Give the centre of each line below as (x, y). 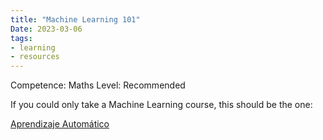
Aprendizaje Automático (60, 124)
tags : (21, 38)
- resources (35, 57)
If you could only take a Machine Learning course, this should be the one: (161, 105)
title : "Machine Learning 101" (75, 19)
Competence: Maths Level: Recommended (98, 85)
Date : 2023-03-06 (46, 29)
